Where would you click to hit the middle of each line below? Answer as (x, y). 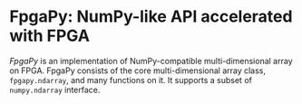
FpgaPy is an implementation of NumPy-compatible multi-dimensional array (151, 61)
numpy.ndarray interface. (55, 90)
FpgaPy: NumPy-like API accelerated (151, 17)
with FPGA (50, 36)
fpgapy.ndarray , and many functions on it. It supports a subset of (131, 80)
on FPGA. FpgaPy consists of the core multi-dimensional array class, (137, 71)
